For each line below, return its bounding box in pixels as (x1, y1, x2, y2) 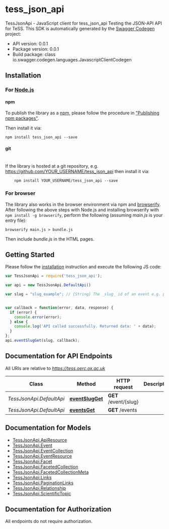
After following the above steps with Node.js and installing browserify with (5, 206, 159, 212)
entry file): (5, 217, 27, 223)
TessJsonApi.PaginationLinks (12, 480, 74, 486)
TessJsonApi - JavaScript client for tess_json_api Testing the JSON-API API (5, 20, 162, 26)
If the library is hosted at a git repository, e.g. (5, 163, 99, 169)
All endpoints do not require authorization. (5, 518, 93, 524)
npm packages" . (5, 115, 39, 121)
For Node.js (5, 87, 34, 94)
